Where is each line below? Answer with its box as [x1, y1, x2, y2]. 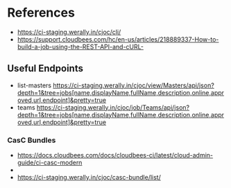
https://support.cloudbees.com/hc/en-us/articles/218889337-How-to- [17, 35, 219, 43]
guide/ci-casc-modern [17, 158, 83, 167]
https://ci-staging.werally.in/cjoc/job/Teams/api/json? [37, 103, 189, 112]
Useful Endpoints [7, 62, 83, 74]
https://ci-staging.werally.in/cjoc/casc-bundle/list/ [17, 173, 161, 182]
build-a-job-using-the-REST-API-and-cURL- [17, 42, 144, 51]
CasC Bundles [7, 135, 56, 145]
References [7, 5, 75, 21]
